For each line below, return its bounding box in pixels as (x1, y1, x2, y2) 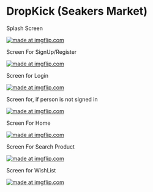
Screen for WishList (6, 166, 56, 174)
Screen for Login (6, 72, 49, 79)
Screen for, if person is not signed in (6, 95, 98, 103)
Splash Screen (6, 24, 43, 32)
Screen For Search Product (6, 142, 75, 150)
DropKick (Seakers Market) (6, 4, 148, 18)
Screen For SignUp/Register (6, 48, 77, 56)
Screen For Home (6, 119, 51, 127)
